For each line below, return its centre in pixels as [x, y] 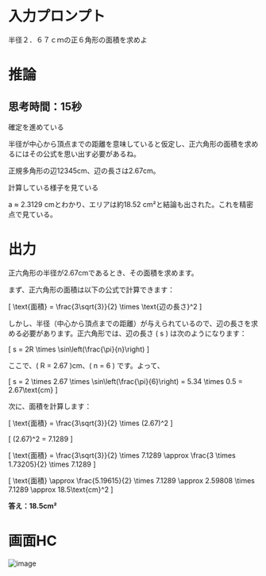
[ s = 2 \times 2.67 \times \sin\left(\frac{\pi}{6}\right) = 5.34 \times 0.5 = [126, 381]
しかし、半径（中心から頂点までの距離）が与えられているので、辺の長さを [130, 323]
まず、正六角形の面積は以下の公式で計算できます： [92, 290]
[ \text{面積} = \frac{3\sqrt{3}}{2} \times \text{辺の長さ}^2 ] [105, 306]
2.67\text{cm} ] [33, 390]
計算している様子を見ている [54, 187]
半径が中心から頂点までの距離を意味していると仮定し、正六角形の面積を [126, 144]
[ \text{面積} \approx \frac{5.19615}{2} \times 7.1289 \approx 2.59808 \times [132, 480]
